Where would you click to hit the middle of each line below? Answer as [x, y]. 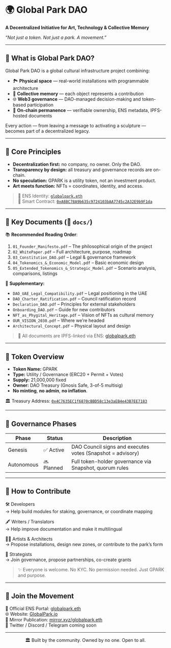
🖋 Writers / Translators [30, 521]
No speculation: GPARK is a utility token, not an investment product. [84, 180]
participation [40, 105]
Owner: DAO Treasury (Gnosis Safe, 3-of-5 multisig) [68, 385]
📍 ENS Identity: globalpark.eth [50, 196]
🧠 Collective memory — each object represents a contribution [78, 94]
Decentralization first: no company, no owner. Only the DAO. [77, 164]
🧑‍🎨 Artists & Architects [29, 539]
